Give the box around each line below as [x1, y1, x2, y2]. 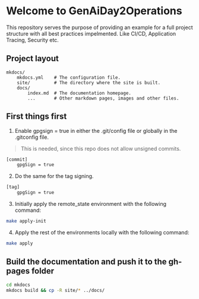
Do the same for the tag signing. [14, 173, 94, 180]
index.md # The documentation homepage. [27, 90, 132, 96]
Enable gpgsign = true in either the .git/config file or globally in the [14, 127, 178, 134]
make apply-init [6, 218, 46, 224]
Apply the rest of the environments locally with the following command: [14, 228, 189, 236]
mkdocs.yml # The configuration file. [17, 74, 121, 81]
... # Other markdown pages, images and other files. [27, 95, 179, 101]
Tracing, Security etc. [6, 36, 59, 43]
